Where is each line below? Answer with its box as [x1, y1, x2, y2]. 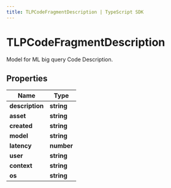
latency [9, 141, 32, 150]
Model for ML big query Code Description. [6, 56, 113, 63]
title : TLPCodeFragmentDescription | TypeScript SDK [6, 9, 144, 15]
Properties [6, 73, 48, 83]
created [9, 122, 32, 130]
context [9, 162, 32, 170]
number [49, 141, 74, 150]
